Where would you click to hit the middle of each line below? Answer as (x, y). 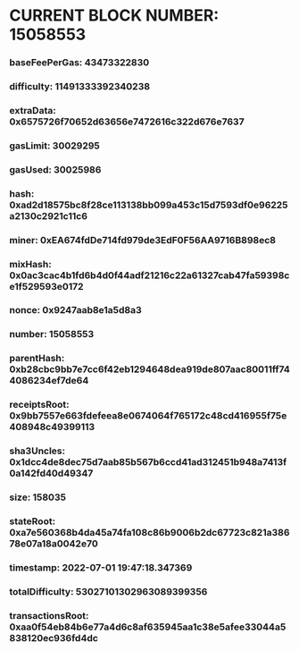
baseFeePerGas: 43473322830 (79, 63)
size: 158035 (38, 497)
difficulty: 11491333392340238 (79, 87)
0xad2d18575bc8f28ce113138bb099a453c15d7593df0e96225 (149, 205)
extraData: (33, 110)
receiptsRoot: (39, 405)
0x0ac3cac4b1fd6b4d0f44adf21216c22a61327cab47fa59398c (149, 275)
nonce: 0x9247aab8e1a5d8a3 (76, 310)
